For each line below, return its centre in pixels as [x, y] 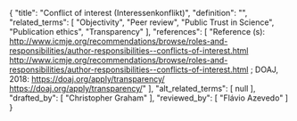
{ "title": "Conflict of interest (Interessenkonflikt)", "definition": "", [128, 13]
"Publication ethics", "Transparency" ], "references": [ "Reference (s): [137, 32]
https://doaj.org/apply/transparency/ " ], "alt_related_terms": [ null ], [132, 89]
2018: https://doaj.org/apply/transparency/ [87, 79]
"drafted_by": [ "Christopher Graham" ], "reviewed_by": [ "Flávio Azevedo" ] [148, 98]
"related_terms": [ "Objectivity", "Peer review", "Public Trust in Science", [142, 22]
